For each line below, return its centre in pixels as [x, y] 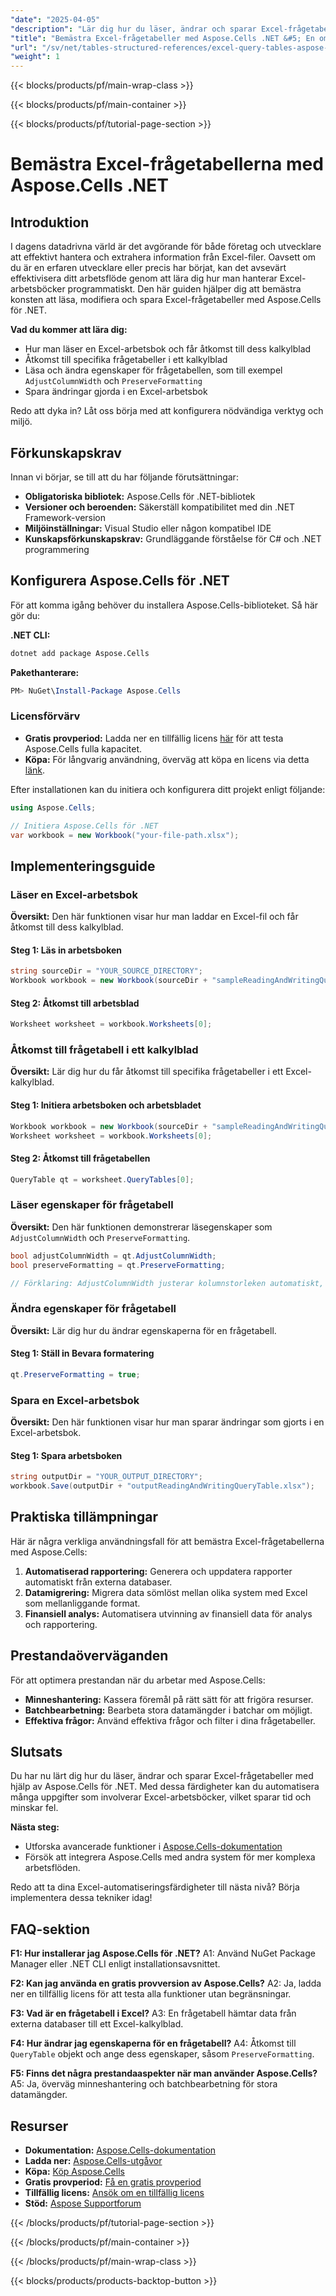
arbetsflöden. [52, 1868]
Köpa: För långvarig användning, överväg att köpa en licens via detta [167, 759]
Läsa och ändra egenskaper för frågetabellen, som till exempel [153, 370]
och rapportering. [61, 1624]
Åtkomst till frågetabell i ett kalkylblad [104, 1050]
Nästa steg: [35, 1827]
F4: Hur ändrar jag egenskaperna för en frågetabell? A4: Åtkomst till [153, 2043]
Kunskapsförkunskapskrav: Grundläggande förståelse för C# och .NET [173, 538]
